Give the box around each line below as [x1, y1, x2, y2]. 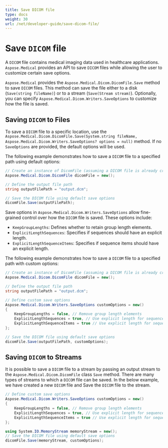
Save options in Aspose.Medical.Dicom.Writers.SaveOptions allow [5, 209, 140, 215]
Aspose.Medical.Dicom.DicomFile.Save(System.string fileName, [5, 134, 137, 139]
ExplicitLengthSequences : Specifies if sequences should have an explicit [12, 229, 162, 235]
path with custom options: [5, 260, 59, 266]
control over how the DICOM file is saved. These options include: [22, 214, 152, 220]
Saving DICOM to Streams [5, 353, 82, 361]
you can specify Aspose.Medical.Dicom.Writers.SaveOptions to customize [5, 95, 156, 101]
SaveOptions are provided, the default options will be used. [5, 143, 126, 149]
